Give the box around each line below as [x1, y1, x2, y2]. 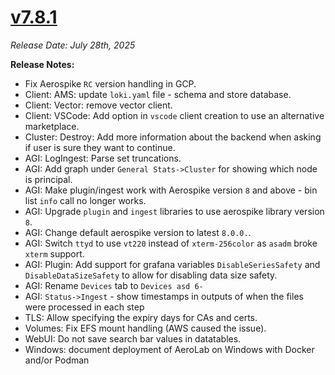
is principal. [24, 173, 73, 185]
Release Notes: [10, 58, 75, 70]
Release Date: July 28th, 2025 [10, 39, 136, 51]
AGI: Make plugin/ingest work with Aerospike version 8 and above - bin [24, 184, 318, 196]
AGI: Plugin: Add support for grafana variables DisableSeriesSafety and [24, 258, 321, 270]
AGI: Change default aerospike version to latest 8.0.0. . [24, 226, 252, 238]
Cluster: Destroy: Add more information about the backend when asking [24, 131, 322, 143]
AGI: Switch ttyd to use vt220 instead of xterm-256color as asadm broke [24, 237, 318, 249]
